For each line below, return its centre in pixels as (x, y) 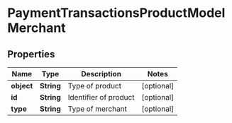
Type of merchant (98, 109)
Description (101, 74)
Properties (31, 54)
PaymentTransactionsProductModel (116, 13)
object (22, 86)
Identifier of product (101, 97)
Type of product (95, 86)
